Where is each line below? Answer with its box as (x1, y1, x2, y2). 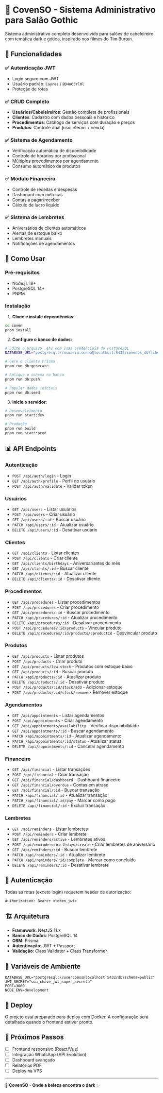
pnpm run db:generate (5, 364, 49, 369)
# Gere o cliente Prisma (5, 359, 55, 364)
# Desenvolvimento (5, 408, 42, 413)
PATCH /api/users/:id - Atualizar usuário (12, 522, 94, 528)
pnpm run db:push (5, 376, 40, 382)
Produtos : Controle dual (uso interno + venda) (12, 124, 105, 130)
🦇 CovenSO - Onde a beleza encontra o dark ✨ (5, 1082, 100, 1088)
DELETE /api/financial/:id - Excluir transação (12, 803, 106, 808)
